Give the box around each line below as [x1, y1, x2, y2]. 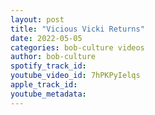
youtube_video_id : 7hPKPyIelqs [10, 71, 141, 81]
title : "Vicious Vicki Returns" [10, 24, 145, 34]
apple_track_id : [10, 80, 78, 90]
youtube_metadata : [10, 89, 87, 99]
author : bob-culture [10, 52, 97, 62]
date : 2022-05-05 [10, 33, 83, 43]
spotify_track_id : [10, 61, 87, 71]
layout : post [10, 14, 65, 25]
